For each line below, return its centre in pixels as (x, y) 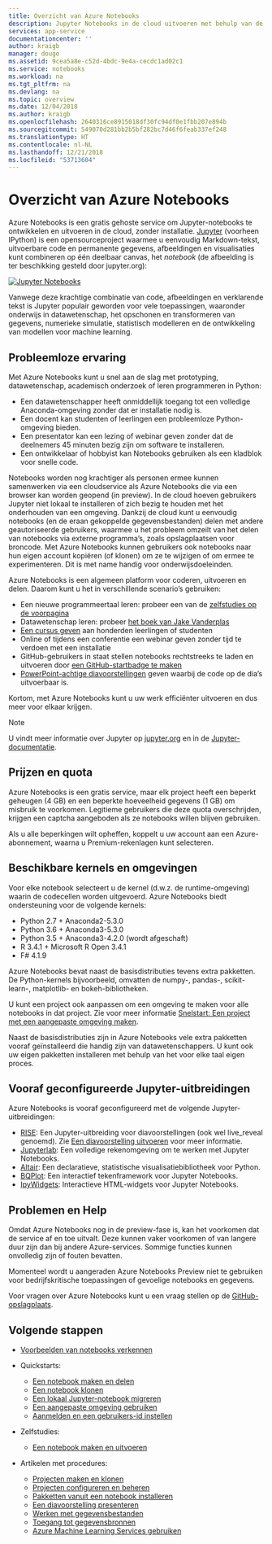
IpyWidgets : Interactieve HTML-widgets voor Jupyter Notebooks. (130, 1184)
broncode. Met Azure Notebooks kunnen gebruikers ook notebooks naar (130, 547)
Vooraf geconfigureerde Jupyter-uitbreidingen (130, 1089)
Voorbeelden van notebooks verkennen (86, 1350)
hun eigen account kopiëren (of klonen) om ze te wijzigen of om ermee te (131, 555)
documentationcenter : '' (50, 39)
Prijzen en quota (51, 773)
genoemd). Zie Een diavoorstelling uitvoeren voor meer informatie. (131, 1141)
